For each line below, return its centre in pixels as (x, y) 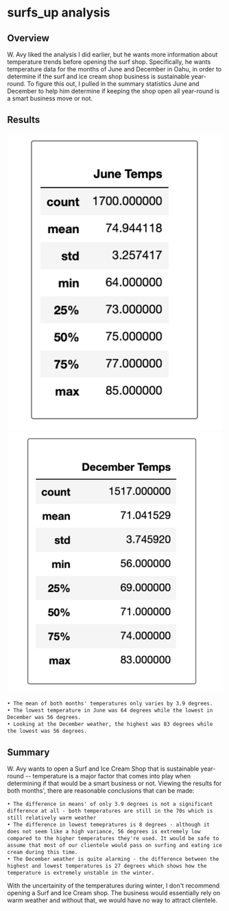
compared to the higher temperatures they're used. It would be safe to (113, 839)
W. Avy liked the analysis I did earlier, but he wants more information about (112, 54)
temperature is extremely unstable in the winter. (81, 873)
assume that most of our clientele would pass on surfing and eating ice (115, 846)
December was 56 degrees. (44, 717)
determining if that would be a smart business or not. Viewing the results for (114, 783)
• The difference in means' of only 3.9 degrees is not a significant (110, 804)
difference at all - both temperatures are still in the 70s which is (110, 811)
